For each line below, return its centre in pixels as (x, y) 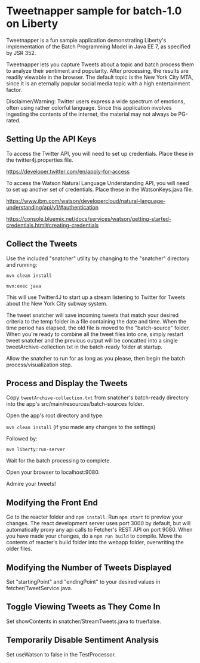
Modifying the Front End (52, 502)
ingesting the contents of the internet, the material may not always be (92, 114)
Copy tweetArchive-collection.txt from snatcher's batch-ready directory (98, 397)
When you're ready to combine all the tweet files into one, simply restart (95, 334)
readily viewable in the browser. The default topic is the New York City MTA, (100, 77)
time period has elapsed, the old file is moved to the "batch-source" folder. (98, 328)
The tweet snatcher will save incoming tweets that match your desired (93, 315)
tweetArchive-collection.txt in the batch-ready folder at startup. (84, 347)
